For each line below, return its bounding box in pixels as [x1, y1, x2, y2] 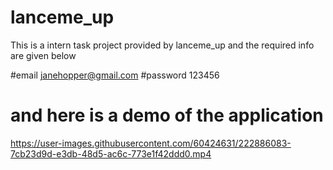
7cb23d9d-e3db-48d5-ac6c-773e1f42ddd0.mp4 [10, 147, 212, 160]
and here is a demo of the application [10, 104, 324, 127]
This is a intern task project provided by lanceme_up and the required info [10, 39, 315, 51]
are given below [10, 49, 77, 61]
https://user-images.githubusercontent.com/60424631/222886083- [10, 137, 292, 149]
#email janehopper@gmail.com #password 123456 [10, 69, 220, 81]
